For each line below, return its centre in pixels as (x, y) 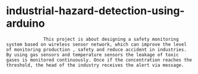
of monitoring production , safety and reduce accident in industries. (96, 49)
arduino (26, 23)
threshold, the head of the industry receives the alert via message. (95, 65)
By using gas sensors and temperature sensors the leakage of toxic (92, 54)
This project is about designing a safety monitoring (111, 39)
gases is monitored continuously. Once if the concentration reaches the (99, 60)
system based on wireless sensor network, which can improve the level (96, 44)
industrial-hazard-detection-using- (95, 11)
